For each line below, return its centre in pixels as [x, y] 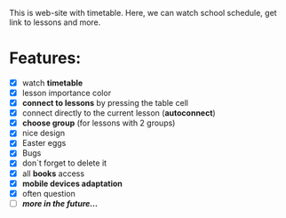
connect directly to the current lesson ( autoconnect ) [119, 113]
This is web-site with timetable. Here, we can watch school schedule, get [143, 13]
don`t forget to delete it [64, 163]
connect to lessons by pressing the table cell [105, 103]
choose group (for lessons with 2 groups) [99, 123]
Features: [45, 58]
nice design [43, 133]
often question [48, 193]
